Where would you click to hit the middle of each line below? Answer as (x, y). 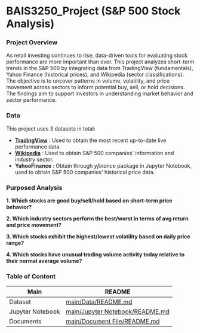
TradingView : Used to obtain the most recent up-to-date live (90, 140)
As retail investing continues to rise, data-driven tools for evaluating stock (97, 56)
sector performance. (32, 100)
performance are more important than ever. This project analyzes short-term (100, 62)
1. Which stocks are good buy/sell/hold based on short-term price (89, 201)
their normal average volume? (44, 261)
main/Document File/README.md (113, 322)
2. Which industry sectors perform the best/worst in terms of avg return (98, 219)
